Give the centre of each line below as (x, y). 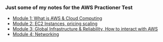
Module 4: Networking (36, 34)
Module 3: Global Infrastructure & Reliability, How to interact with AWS (85, 29)
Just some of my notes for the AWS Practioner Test (69, 7)
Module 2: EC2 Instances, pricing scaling (55, 23)
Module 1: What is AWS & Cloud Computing (57, 18)
